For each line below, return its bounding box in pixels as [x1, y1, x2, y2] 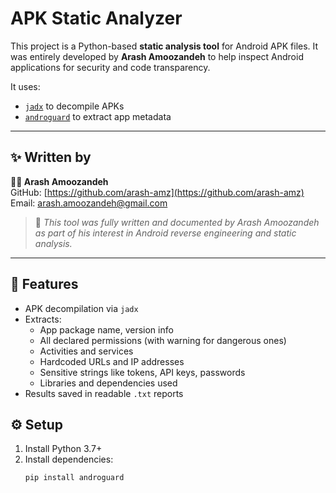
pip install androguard [24, 473, 125, 483]
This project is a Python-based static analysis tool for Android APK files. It [10, 40, 319, 52]
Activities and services [39, 345, 134, 357]
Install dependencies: [24, 453, 114, 466]
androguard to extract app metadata [24, 110, 172, 122]
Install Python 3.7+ [24, 443, 103, 455]
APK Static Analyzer [10, 7, 183, 30]
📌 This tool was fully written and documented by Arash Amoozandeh [34, 216, 320, 228]
